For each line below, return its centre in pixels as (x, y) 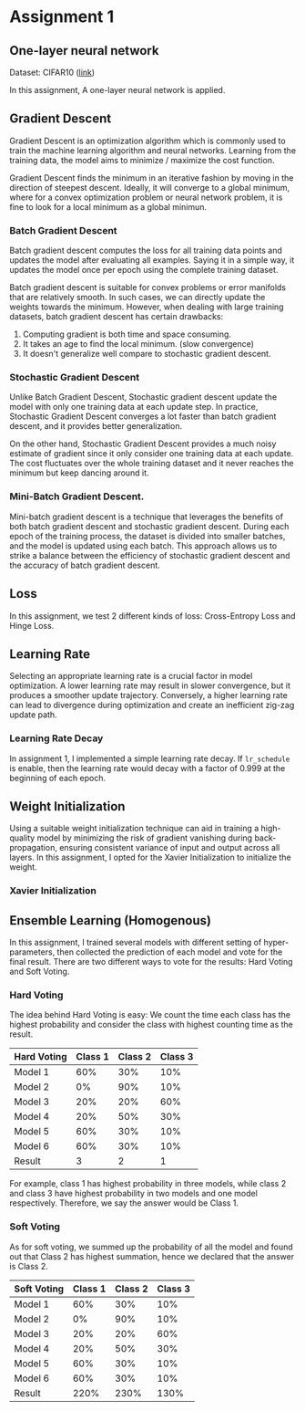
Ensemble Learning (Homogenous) (111, 920)
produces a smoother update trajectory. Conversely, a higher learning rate (149, 695)
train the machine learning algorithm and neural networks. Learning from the (153, 150)
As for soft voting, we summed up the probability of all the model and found (151, 1247)
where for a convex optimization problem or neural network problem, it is (146, 197)
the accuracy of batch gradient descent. (85, 565)
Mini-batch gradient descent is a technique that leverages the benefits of (147, 517)
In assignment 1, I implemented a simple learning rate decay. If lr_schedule (150, 758)
